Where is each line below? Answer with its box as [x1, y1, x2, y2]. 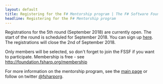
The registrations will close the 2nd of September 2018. [5, 40, 116, 45]
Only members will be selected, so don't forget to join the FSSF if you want [5, 49, 155, 55]
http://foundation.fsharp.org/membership [5, 59, 87, 65]
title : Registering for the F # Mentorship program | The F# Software [5, 12, 149, 16]
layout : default [5, 7, 38, 12]
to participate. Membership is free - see [5, 54, 85, 60]
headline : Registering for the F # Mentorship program [5, 16, 116, 21]
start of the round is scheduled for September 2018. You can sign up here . [5, 34, 153, 40]
